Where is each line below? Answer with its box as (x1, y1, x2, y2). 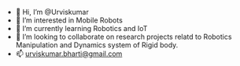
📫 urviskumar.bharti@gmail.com (15, 49, 123, 58)
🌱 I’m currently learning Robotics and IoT (15, 24, 148, 33)
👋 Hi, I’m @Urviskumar (15, 8, 89, 16)
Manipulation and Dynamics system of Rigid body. (15, 40, 179, 50)
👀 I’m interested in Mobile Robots (15, 16, 124, 25)
